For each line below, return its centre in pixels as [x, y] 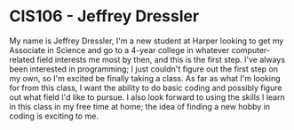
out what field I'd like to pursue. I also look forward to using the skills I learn [147, 97]
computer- [251, 50]
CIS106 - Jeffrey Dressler [104, 16]
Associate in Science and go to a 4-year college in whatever [119, 50]
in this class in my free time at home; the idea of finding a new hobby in [140, 106]
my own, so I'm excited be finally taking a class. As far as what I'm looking [145, 78]
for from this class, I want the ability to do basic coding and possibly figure [146, 88]
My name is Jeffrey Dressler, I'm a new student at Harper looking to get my [147, 41]
